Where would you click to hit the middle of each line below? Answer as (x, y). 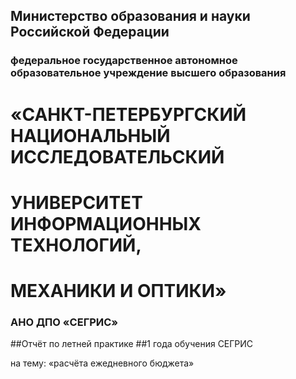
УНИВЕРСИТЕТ (76, 202)
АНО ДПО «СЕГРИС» (64, 322)
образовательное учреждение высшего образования (148, 73)
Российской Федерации (90, 32)
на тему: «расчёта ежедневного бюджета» (102, 363)
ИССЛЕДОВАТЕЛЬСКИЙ (117, 156)
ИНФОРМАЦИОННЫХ (106, 223)
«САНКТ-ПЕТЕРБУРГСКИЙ (128, 114)
